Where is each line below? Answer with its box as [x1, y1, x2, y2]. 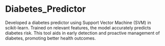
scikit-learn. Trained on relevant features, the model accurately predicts [5, 24, 151, 30]
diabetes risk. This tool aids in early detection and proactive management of [5, 30, 160, 36]
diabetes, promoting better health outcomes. [5, 35, 96, 41]
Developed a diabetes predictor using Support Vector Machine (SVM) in [5, 20, 152, 25]
